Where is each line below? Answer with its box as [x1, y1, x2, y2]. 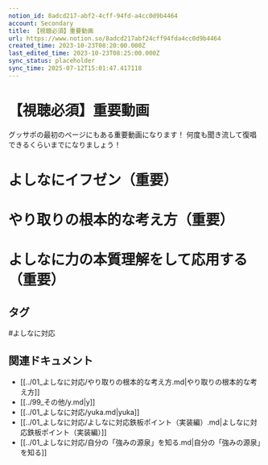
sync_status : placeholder [8, 57, 95, 65]
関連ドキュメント [8, 354, 93, 367]
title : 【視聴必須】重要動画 [8, 27, 94, 35]
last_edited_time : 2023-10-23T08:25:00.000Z [8, 49, 160, 57]
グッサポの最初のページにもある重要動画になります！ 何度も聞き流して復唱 [8, 130, 258, 139]
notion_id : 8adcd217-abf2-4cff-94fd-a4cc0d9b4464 [8, 11, 179, 20]
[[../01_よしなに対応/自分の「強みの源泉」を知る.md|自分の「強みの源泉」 [19, 437, 262, 447]
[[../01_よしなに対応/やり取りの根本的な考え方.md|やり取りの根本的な [19, 376, 251, 387]
